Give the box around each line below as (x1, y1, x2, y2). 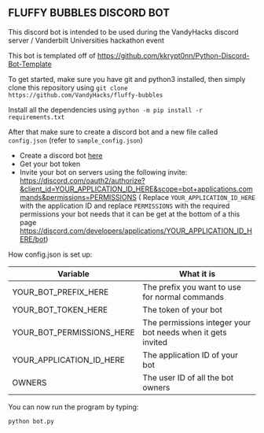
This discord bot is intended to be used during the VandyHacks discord (8, 27, 239, 36)
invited (142, 336, 167, 347)
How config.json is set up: (8, 250, 93, 259)
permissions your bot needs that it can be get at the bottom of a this (19, 209, 240, 219)
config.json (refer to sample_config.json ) (8, 135, 143, 145)
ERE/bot (19, 234, 46, 243)
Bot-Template (8, 59, 53, 68)
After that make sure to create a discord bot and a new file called (8, 127, 218, 136)
